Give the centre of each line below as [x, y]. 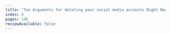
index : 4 [15, 14]
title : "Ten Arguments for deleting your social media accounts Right [82, 10]
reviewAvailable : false [31, 24]
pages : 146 [17, 19]
